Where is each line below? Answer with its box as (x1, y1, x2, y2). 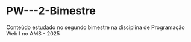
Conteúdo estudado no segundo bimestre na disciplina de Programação (6, 24, 185, 31)
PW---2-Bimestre (6, 4, 96, 18)
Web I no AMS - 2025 (6, 30, 60, 37)
